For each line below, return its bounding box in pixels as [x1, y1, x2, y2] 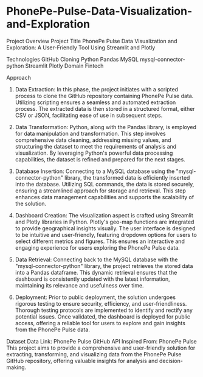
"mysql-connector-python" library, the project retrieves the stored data [15, 262, 193, 269]
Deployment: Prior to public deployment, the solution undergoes [15, 294, 176, 301]
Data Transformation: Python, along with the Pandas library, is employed [15, 123, 196, 130]
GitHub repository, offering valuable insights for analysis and [6, 357, 158, 364]
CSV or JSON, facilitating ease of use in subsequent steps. [15, 111, 163, 119]
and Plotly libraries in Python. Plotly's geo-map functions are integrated [15, 218, 194, 225]
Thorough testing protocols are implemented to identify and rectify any [15, 306, 193, 314]
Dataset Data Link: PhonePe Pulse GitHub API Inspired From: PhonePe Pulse [6, 337, 197, 345]
